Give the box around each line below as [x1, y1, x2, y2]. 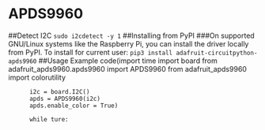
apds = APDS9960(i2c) [28, 95, 101, 102]
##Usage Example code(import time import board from [38, 56, 218, 65]
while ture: [28, 115, 69, 123]
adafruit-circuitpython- [176, 49, 258, 57]
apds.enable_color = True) [28, 102, 119, 110]
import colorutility [8, 72, 66, 82]
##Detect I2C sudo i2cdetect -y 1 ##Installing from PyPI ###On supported [8, 31, 255, 40]
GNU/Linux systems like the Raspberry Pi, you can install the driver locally [8, 39, 249, 48]
